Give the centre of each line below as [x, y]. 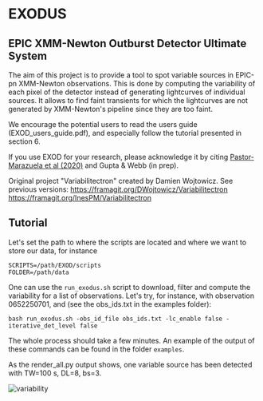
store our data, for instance [53, 250]
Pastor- [242, 157]
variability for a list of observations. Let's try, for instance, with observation [131, 296]
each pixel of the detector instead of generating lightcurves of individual [127, 92]
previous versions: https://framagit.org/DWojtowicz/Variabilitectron [118, 189]
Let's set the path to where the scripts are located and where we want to [128, 242]
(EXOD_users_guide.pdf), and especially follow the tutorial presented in [125, 133]
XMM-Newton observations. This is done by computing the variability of [137, 83]
